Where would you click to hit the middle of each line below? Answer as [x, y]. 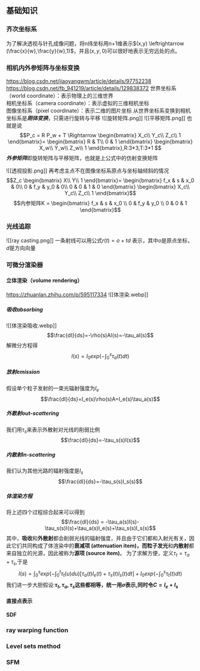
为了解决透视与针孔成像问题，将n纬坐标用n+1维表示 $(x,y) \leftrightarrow [95, 43]
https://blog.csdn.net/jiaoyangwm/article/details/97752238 [79, 81]
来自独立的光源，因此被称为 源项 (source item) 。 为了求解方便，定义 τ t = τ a [98, 554]
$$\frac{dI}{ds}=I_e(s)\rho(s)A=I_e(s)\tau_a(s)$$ [100, 399]
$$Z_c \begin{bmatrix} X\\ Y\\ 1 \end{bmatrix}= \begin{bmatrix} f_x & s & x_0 [100, 180]
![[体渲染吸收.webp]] [31, 326]
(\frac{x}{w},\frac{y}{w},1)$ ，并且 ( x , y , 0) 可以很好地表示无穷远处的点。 [93, 51]
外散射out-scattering [33, 413]
